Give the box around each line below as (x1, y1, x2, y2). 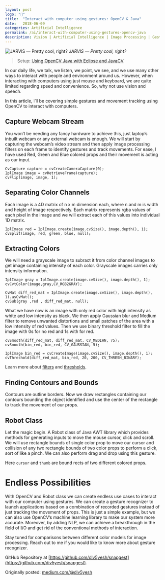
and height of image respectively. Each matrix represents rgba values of (5, 207, 151, 213)
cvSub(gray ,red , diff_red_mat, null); (5, 299, 89, 304)
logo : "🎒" (5, 12, 26, 17)
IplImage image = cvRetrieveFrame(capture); (5, 171, 98, 176)
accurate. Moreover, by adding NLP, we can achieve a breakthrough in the (5, 519, 156, 525)
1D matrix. (5, 217, 26, 223)
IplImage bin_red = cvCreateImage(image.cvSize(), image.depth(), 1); (5, 351, 153, 356)
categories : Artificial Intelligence (5, 26, 82, 31)
